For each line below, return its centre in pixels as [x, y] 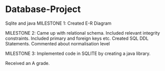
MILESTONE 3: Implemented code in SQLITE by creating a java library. [78, 53]
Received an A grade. [27, 63]
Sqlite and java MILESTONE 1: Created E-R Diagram [58, 23]
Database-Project [43, 9]
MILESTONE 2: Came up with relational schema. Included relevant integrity [82, 33]
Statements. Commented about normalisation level [58, 43]
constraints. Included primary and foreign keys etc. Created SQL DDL [77, 38]
